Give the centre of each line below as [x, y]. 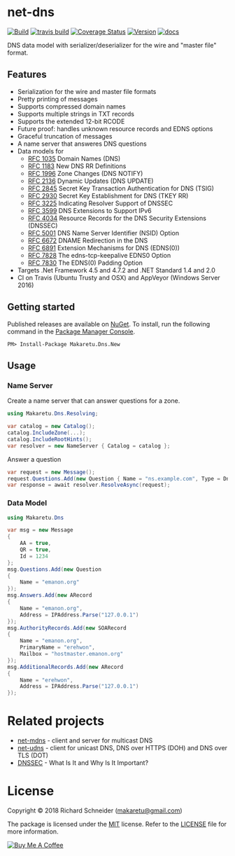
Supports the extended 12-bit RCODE [71, 121]
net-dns [31, 12]
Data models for [41, 151]
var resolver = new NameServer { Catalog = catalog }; [89, 446]
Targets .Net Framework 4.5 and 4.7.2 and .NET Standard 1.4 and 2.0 [116, 270]
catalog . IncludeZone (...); [47, 433]
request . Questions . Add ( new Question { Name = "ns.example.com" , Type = [114, 478]
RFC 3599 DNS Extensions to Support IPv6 [90, 210]
